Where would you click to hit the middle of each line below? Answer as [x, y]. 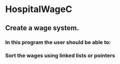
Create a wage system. [42, 28]
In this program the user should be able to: [58, 42]
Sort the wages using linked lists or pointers [60, 55]
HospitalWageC [39, 9]
